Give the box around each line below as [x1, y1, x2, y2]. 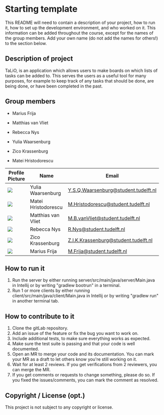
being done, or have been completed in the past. [5, 83, 103, 89]
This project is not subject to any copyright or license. [5, 404, 113, 410]
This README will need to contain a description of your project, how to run [5, 20, 155, 25]
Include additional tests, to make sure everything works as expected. [12, 336, 151, 342]
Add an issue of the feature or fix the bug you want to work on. [12, 330, 139, 336]
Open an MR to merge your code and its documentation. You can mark [12, 351, 154, 357]
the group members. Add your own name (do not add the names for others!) [5, 35, 158, 41]
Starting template [5, 3, 78, 15]
